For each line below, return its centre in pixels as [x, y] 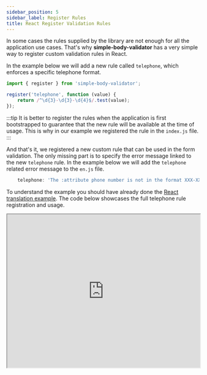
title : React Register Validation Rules [59, 23]
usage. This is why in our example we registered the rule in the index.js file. [103, 131]
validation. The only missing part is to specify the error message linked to [99, 156]
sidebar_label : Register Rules [46, 18]
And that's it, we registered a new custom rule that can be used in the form [101, 149]
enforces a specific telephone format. [54, 72]
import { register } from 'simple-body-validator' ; [73, 83]
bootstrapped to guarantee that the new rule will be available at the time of [100, 124]
